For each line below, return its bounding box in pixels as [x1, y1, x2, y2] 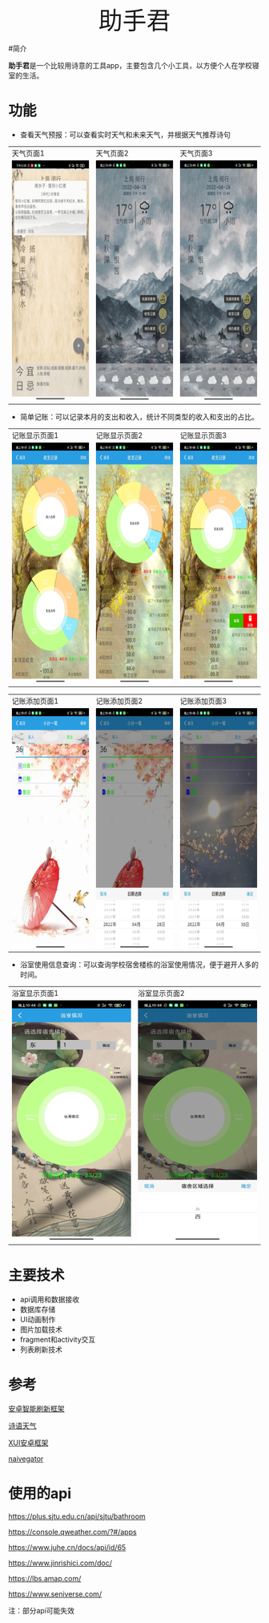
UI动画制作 [19, 1314, 56, 1324]
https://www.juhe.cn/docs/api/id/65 [8, 1542, 126, 1552]
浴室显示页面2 [138, 989, 186, 998]
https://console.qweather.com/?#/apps [8, 1527, 138, 1536]
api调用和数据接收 [19, 1294, 80, 1304]
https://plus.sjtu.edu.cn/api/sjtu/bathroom [8, 1512, 146, 1521]
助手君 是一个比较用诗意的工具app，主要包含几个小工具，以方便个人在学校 [8, 61, 253, 70]
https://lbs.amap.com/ [8, 1573, 82, 1583]
